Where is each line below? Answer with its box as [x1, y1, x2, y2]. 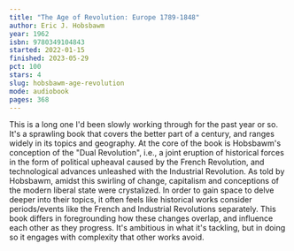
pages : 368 [9, 95, 50, 104]
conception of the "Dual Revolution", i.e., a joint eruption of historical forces [9, 148, 285, 158]
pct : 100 [9, 63, 42, 72]
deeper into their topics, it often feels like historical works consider [9, 194, 252, 205]
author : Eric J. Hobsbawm [9, 21, 104, 30]
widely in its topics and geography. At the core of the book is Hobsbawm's [9, 138, 282, 148]
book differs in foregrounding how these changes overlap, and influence [9, 213, 274, 224]
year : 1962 [9, 29, 50, 38]
